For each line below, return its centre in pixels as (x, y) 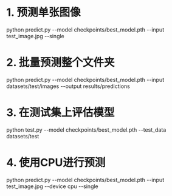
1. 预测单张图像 (43, 12)
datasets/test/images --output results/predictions (68, 86)
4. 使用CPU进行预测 (56, 163)
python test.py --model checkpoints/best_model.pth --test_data (86, 130)
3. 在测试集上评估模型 (60, 113)
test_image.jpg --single (36, 36)
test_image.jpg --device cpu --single (52, 186)
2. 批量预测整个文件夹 (60, 63)
